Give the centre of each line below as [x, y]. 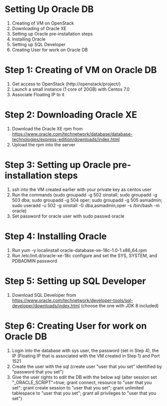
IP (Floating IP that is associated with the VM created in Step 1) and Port [86, 356]
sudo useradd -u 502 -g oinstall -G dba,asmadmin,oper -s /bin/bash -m [86, 205]
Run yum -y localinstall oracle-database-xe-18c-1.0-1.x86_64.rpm [79, 250]
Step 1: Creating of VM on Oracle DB [81, 70]
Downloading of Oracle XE [39, 28]
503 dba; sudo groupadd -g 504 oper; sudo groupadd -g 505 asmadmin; [87, 200]
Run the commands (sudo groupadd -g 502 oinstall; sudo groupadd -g [84, 194]
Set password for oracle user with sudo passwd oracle [68, 216]
